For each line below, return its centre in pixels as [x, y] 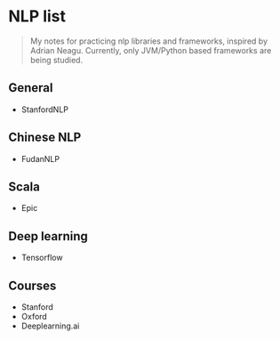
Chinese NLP [45, 138]
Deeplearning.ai [50, 326]
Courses [32, 285]
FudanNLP [40, 158]
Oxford [34, 316]
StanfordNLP [44, 109]
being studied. [56, 60]
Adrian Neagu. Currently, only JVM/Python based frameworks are [151, 50]
